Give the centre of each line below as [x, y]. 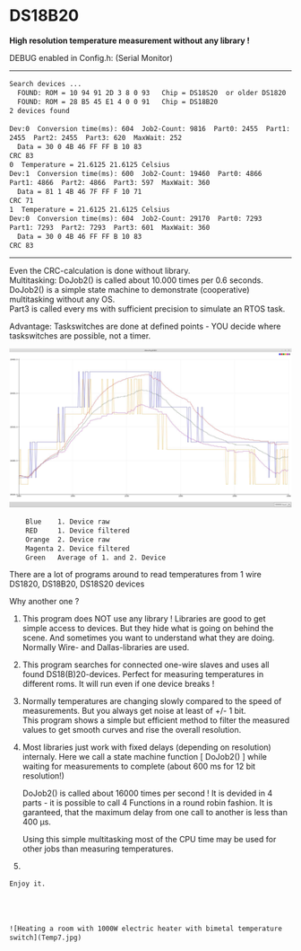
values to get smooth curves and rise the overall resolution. [132, 730]
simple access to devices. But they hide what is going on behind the [148, 629]
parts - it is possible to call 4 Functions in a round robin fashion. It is [147, 803]
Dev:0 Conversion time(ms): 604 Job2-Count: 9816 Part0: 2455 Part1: [150, 128]
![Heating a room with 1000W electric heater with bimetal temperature [146, 929]
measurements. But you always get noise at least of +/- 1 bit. [134, 711]
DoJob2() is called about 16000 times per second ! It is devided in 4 [147, 793]
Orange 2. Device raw [68, 540]
